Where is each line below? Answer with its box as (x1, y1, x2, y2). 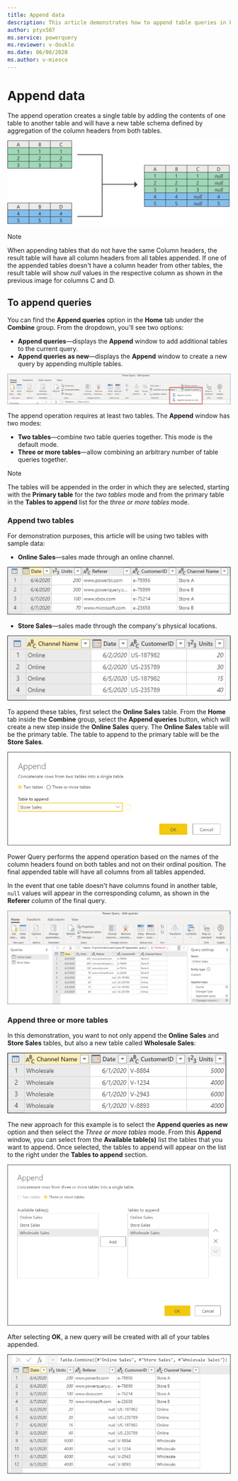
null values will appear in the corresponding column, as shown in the (7, 889, 210, 897)
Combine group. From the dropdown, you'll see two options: (7, 323, 184, 331)
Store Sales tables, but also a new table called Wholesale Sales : (7, 1039, 196, 1048)
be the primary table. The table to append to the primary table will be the (7, 730, 220, 738)
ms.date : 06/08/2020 (7, 49, 69, 56)
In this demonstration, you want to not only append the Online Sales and (7, 1031, 220, 1040)
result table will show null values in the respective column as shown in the (7, 268, 223, 277)
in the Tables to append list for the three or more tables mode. (7, 497, 190, 506)
